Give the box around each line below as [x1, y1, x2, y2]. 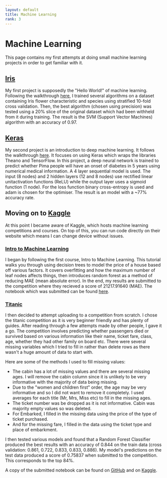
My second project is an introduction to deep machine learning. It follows [5, 147, 155, 153]
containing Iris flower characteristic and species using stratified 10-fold [5, 98, 151, 104]
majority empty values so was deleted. [12, 406, 92, 412]
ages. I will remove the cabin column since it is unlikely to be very [12, 374, 147, 380]
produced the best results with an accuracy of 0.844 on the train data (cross [5, 442, 162, 448]
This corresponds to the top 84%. [5, 458, 75, 464]
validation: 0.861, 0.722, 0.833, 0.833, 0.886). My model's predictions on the [5, 447, 162, 453]
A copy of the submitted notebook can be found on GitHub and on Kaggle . [5, 467, 158, 474]
